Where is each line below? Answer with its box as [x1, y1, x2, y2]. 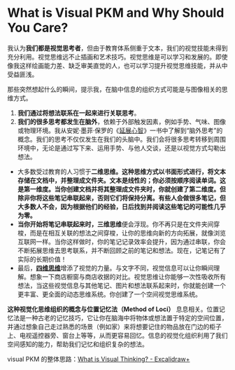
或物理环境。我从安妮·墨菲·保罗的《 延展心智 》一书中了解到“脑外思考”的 [17, 126, 223, 135]
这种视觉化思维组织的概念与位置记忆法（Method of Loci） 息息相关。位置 [7, 305, 219, 313]
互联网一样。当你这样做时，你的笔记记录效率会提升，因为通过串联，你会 [17, 237, 226, 246]
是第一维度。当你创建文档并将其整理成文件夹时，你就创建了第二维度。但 [17, 184, 226, 193]
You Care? [7, 20, 69, 36]
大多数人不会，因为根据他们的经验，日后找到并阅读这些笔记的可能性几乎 [17, 202, 226, 211]
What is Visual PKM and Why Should [7, 5, 225, 21]
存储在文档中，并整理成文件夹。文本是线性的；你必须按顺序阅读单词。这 [17, 176, 226, 184]
